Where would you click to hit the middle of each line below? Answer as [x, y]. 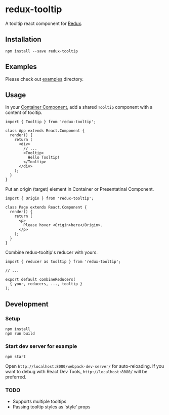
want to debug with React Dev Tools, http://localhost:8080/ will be [76, 372]
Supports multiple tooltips [39, 401]
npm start [16, 357]
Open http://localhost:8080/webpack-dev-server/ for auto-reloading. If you [85, 366]
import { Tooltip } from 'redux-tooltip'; [51, 122]
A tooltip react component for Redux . [44, 23]
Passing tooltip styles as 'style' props [51, 407]
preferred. [16, 377]
